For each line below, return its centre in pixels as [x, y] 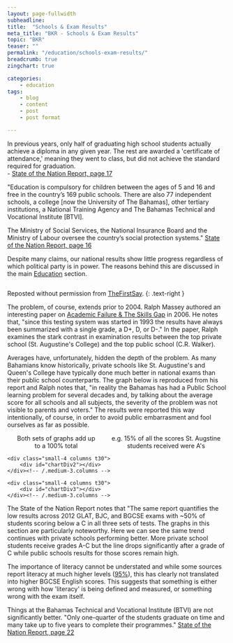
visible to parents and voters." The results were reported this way [101, 410]
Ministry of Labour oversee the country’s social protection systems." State [114, 237]
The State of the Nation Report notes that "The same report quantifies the [113, 508]
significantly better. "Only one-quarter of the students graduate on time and [116, 617]
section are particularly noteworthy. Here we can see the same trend [106, 530]
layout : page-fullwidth [42, 14]
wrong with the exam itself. [46, 596]
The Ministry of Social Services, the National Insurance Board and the [107, 230]
